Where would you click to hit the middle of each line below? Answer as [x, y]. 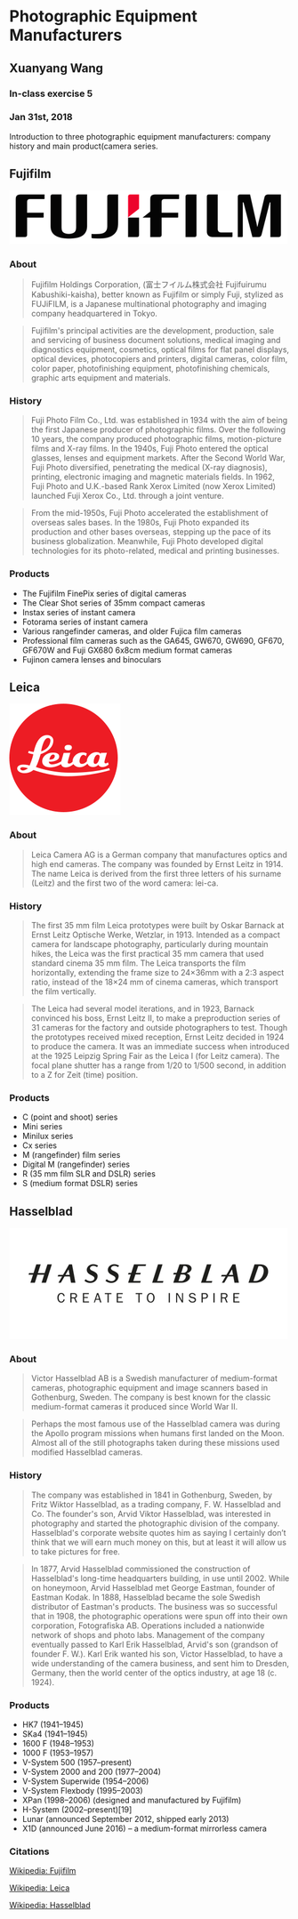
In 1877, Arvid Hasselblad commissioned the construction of [141, 1569]
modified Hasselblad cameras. [87, 1452]
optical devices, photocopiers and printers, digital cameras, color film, [159, 358]
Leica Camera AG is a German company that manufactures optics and [159, 855]
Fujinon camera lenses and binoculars [92, 659]
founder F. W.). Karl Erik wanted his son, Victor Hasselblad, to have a [157, 1654]
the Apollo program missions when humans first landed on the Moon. [157, 1433]
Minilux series [48, 1136]
